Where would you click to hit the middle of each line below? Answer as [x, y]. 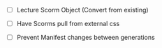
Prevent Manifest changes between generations [86, 38]
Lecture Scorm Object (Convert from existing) [82, 10]
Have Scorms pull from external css [68, 24]
